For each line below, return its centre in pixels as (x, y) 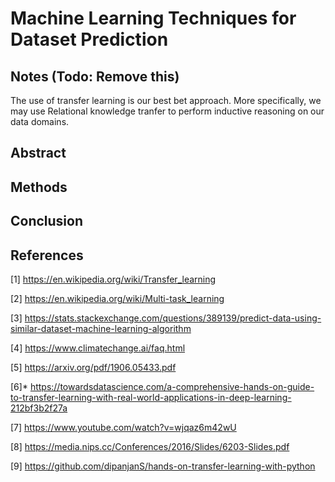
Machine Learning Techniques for (153, 18)
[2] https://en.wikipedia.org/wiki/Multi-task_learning (117, 298)
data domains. (40, 121)
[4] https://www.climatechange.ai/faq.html (98, 348)
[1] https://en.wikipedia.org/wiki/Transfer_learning (113, 279)
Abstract (38, 153)
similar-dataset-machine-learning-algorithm (101, 328)
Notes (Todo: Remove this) (95, 76)
